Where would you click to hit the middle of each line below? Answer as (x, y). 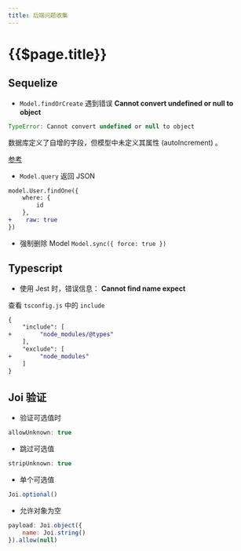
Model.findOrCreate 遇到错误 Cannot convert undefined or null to (126, 103)
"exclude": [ (44, 349)
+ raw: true (33, 220)
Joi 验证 (27, 397)
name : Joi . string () (54, 533)
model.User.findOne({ (44, 191)
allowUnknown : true (40, 433)
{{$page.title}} (58, 54)
